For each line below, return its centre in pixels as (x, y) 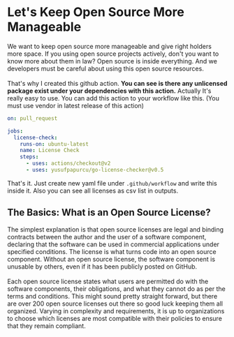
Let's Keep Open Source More (96, 12)
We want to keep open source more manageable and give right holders (109, 46)
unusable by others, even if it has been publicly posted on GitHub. (102, 267)
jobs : (15, 131)
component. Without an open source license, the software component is (111, 259)
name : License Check (50, 151)
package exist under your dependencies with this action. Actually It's (109, 91)
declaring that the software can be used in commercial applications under (114, 244)
